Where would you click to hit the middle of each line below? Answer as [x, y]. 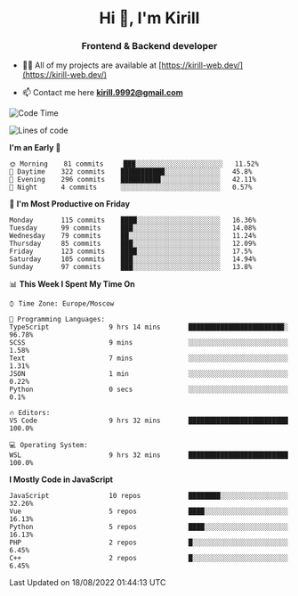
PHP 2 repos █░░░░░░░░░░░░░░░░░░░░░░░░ [149, 543]
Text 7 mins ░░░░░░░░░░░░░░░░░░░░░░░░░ [149, 359]
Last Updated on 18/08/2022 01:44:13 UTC [88, 583]
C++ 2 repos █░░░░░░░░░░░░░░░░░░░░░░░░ [149, 559]
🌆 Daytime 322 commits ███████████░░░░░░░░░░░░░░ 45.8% [131, 172]
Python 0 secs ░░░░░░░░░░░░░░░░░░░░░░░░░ [149, 390]
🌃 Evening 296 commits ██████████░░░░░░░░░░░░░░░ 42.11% [133, 180]
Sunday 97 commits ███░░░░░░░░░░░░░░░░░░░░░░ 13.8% [131, 267]
